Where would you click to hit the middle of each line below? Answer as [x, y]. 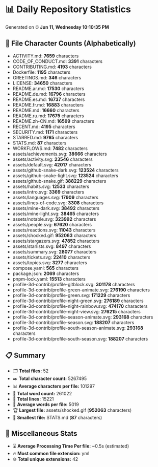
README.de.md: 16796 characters [49, 94]
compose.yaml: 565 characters [46, 268]
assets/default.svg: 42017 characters [52, 164]
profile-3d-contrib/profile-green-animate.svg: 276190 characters [81, 290]
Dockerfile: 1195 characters [41, 72]
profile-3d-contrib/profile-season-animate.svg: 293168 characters [83, 317]
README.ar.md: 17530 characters [48, 88]
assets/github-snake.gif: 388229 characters [59, 181]
